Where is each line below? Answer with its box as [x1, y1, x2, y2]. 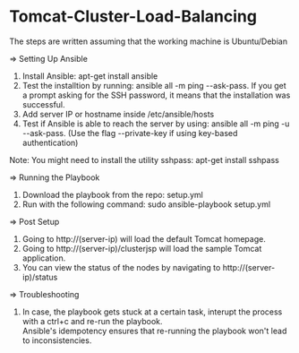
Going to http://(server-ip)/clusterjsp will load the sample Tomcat [21, 243, 262, 254]
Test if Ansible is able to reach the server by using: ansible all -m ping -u [21, 118, 290, 129]
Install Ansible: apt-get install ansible [21, 70, 158, 82]
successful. [21, 99, 65, 109]
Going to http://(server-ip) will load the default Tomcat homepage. [21, 233, 266, 244]
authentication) [21, 137, 79, 148]
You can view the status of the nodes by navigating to [21, 262, 221, 272]
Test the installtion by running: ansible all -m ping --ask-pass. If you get [21, 80, 286, 90]
